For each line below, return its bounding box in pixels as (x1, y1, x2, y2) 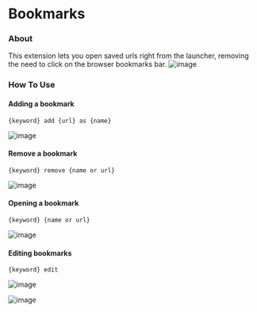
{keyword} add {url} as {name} (8, 117, 112, 125)
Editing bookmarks (8, 248, 72, 258)
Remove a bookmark (8, 148, 78, 159)
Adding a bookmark (8, 99, 75, 108)
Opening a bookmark (8, 198, 79, 208)
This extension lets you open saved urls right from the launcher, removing (8, 51, 249, 60)
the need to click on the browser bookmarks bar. (8, 60, 167, 69)
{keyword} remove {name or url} (8, 166, 115, 175)
